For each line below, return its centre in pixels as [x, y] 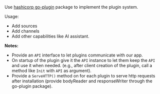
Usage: [12, 16]
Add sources [24, 26]
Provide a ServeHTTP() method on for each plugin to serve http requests [83, 76]
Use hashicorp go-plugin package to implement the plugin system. [71, 7]
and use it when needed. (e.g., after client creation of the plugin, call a [82, 66]
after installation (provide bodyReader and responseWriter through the [82, 81]
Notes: [12, 46]
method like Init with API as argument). [52, 71]
